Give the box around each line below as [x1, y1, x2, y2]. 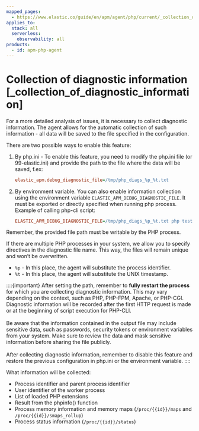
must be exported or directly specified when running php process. [14, 200, 177, 207]
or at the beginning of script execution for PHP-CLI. [6, 307, 131, 314]
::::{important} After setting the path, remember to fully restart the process [6, 282, 190, 289]
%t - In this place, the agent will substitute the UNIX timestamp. [14, 271, 169, 278]
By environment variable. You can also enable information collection [14, 188, 181, 195]
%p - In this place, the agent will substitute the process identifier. [14, 264, 171, 271]
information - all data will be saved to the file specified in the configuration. [6, 130, 190, 137]
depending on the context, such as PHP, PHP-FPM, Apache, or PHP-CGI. [6, 294, 184, 302]
